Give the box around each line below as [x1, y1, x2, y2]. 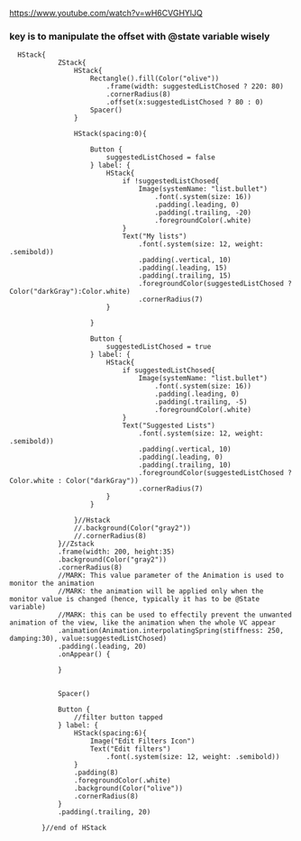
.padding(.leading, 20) [57, 642, 147, 652]
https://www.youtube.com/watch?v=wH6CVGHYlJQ [9, 8, 203, 18]
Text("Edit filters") [89, 745, 171, 754]
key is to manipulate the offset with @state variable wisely [9, 30, 270, 42]
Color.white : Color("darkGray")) [9, 477, 140, 486]
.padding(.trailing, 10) [138, 461, 232, 470]
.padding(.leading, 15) [138, 263, 228, 273]
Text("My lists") [122, 232, 187, 242]
